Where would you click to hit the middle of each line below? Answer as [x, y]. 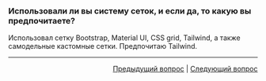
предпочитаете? [42, 20]
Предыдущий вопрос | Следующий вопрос [185, 69]
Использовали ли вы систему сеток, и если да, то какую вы [130, 11]
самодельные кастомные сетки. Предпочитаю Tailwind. [103, 46]
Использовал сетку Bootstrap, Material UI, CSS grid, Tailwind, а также [125, 38]
